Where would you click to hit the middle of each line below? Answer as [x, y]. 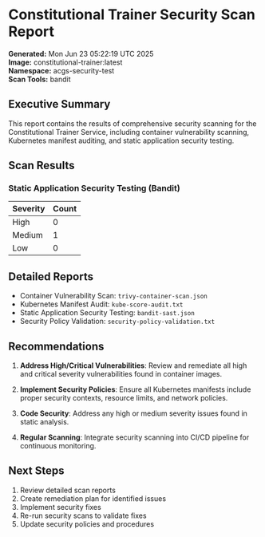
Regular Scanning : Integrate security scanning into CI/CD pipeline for [134, 437]
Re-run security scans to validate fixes [83, 515]
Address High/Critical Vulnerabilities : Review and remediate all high [133, 365]
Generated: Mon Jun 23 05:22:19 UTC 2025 [81, 53]
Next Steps [36, 471]
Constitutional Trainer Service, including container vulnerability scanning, [129, 132]
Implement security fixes [60, 507]
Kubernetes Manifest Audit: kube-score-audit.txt [101, 304]
